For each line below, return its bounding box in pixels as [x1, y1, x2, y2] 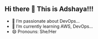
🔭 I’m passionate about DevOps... [11, 18, 80, 24]
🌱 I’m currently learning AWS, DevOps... [11, 23, 94, 29]
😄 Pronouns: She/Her [11, 28, 57, 35]
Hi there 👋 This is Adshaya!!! [4, 5, 94, 13]
